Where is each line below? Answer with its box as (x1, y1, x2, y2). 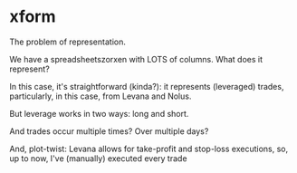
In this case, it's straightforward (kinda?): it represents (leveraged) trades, (9, 81, 284, 91)
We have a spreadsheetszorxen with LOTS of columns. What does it (9, 53, 263, 64)
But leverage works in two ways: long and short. (9, 108, 189, 119)
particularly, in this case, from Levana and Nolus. (9, 91, 192, 101)
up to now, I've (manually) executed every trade (9, 152, 187, 164)
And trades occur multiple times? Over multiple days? (9, 125, 209, 137)
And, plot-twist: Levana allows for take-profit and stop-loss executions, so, (9, 143, 289, 154)
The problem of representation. (9, 36, 127, 47)
